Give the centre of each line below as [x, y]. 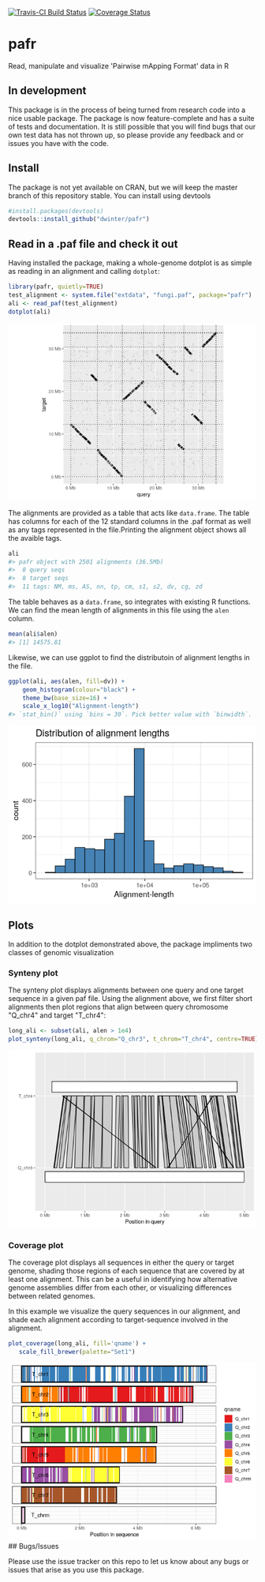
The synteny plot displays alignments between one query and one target [126, 990]
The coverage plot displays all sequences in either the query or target [121, 1262]
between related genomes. [52, 1296]
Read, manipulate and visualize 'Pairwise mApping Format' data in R [119, 66]
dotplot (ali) [30, 312]
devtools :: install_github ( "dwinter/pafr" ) [79, 219]
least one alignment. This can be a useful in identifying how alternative [123, 1280]
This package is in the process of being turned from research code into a [127, 110]
